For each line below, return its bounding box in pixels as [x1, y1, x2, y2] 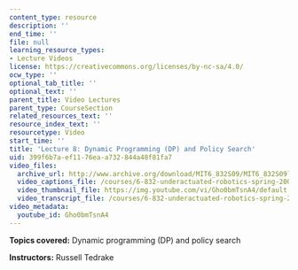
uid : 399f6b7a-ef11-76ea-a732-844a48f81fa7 [9, 152, 173, 162]
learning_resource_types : [9, 46, 105, 55]
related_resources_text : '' [9, 112, 114, 120]
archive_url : [17, 169, 66, 178]
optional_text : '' [9, 87, 77, 96]
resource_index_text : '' [9, 120, 101, 129]
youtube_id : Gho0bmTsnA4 [17, 210, 109, 220]
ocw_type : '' [9, 71, 58, 80]
